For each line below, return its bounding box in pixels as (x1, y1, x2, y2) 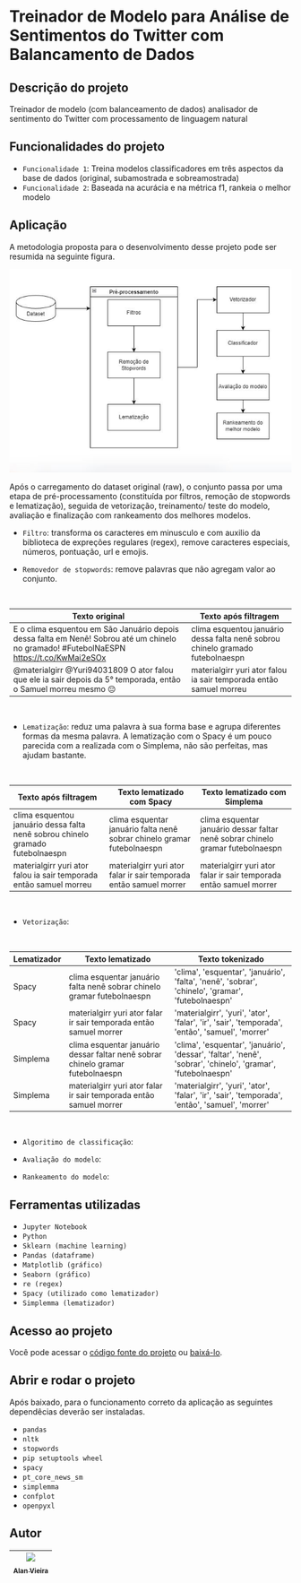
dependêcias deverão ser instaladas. (9, 1406, 146, 1417)
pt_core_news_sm (21, 1473, 83, 1482)
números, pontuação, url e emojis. (21, 547, 150, 558)
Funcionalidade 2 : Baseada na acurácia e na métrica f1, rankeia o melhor (21, 182, 291, 193)
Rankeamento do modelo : (21, 1172, 110, 1182)
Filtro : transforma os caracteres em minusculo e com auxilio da (21, 527, 262, 539)
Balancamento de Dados (9, 45, 195, 65)
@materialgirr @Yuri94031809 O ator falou (13, 665, 174, 676)
